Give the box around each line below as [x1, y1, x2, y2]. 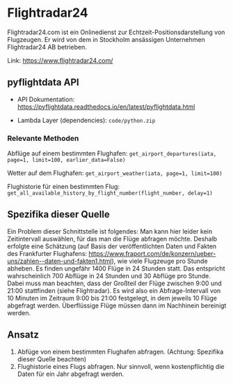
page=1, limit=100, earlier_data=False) [7, 157, 127, 164]
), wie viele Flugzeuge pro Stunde [111, 257, 208, 265]
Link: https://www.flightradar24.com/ [7, 56, 113, 64]
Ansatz [7, 329, 40, 341]
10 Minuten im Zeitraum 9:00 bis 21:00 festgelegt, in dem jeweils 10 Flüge [7, 294, 218, 302]
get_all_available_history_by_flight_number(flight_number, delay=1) [7, 190, 214, 197]
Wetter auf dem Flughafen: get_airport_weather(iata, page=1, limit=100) [7, 169, 223, 177]
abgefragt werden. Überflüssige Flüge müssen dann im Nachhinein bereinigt [7, 301, 227, 310]
